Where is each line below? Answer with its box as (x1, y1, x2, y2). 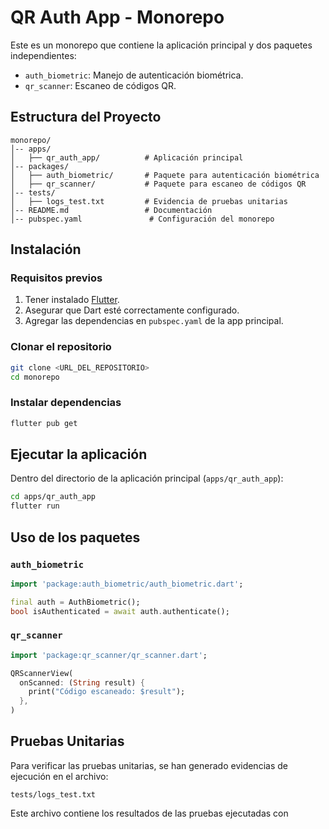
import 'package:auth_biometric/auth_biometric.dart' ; (10, 579, 244, 589)
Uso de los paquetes (10, 529, 141, 546)
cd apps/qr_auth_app (10, 492, 97, 502)
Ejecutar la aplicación (10, 446, 148, 463)
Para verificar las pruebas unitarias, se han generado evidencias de (10, 759, 288, 771)
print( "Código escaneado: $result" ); (28, 687, 186, 697)
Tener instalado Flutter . (24, 294, 120, 306)
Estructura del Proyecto (10, 109, 162, 126)
